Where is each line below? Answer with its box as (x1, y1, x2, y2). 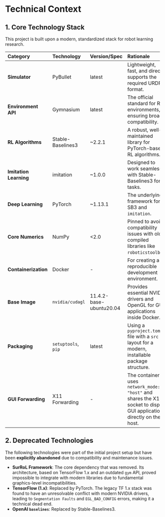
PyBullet (52, 74, 72, 80)
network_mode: (127, 384, 161, 390)
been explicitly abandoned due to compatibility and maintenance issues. (5, 455, 153, 460)
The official (127, 94, 154, 100)
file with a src (127, 333, 159, 340)
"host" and (127, 389, 153, 395)
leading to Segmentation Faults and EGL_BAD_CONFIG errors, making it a (12, 495, 155, 501)
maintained (127, 133, 153, 139)
